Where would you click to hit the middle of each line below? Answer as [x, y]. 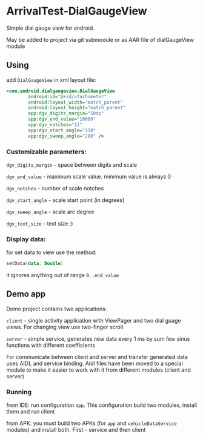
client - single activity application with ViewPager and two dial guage [94, 320]
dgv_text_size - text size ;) [40, 223]
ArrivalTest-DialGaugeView [77, 11]
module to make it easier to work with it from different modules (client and [98, 370]
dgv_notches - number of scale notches [55, 188]
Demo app [26, 294]
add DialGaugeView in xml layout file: [51, 79]
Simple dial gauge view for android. [51, 28]
